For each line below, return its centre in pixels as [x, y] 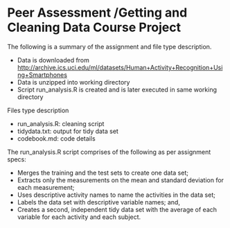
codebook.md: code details [56, 138]
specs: [17, 159]
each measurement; [46, 187]
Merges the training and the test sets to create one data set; [103, 173]
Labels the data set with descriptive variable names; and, [98, 202]
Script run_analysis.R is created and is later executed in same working [117, 89]
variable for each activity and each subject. [79, 217]
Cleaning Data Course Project [94, 27]
